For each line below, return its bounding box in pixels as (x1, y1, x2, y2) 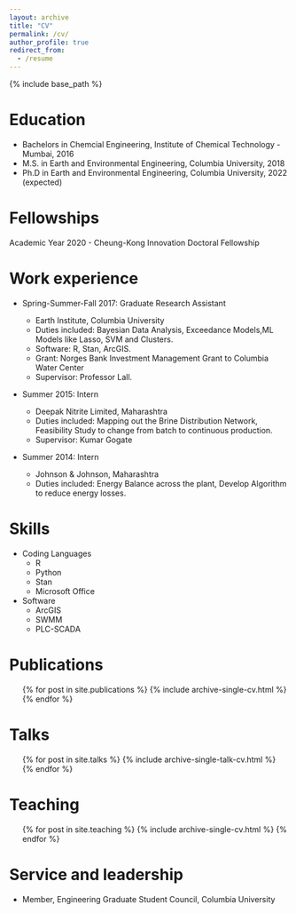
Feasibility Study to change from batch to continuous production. (35, 425, 273, 435)
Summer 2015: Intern (21, 388, 99, 400)
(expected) (21, 177, 63, 187)
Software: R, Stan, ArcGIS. (35, 343, 131, 353)
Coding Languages (21, 548, 92, 559)
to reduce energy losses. (35, 488, 127, 498)
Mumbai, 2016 (21, 148, 74, 159)
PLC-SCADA (35, 623, 82, 634)
